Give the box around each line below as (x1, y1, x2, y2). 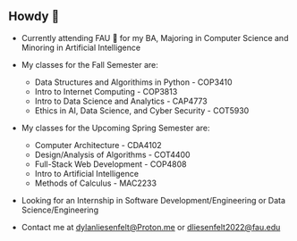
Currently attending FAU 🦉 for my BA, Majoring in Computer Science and (21, 32, 289, 43)
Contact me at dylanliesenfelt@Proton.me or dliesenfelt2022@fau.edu (21, 221, 281, 232)
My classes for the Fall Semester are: (21, 59, 158, 70)
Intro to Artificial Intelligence (34, 168, 140, 179)
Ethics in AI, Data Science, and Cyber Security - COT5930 (34, 104, 250, 116)
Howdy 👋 (8, 9, 60, 24)
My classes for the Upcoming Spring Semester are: (21, 122, 211, 133)
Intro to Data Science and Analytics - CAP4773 (34, 96, 208, 106)
